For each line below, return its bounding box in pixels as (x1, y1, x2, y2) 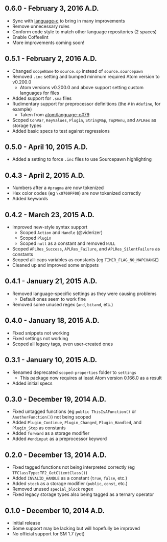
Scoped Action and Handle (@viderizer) (19, 230, 103, 236)
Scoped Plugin (19, 235, 52, 241)
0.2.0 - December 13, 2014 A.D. (5, 450, 107, 459)
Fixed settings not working (12, 335, 68, 341)
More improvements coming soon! (12, 39, 85, 46)
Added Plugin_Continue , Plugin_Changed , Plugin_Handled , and (12, 420, 141, 426)
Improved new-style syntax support (12, 224, 88, 230)
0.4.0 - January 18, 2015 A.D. (5, 316, 100, 325)
